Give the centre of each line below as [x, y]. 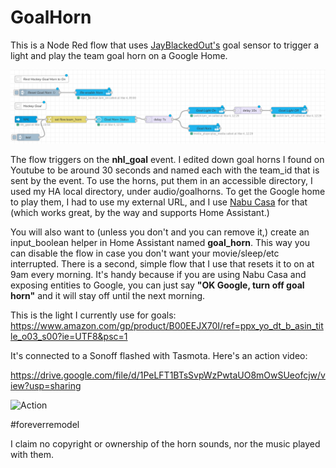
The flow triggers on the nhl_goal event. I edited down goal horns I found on [167, 160]
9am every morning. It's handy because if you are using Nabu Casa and [158, 275]
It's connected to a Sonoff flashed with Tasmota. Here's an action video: [159, 356]
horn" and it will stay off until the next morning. [108, 296]
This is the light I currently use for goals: [93, 315]
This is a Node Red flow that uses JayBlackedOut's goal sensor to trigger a [165, 45]
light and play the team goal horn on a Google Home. [119, 55]
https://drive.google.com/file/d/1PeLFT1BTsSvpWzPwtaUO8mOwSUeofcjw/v [168, 375]
